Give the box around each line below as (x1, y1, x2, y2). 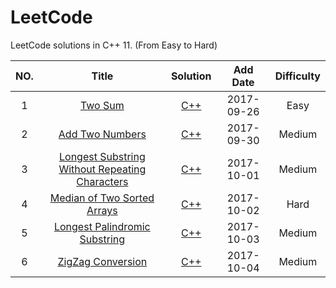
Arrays (86, 203, 118, 217)
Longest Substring (58, 149, 146, 163)
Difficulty (274, 69, 321, 83)
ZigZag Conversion (57, 254, 148, 268)
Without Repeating (58, 162, 147, 176)
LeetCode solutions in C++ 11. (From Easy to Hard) (10, 39, 218, 51)
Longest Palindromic (53, 219, 151, 233)
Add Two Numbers (58, 127, 147, 141)
